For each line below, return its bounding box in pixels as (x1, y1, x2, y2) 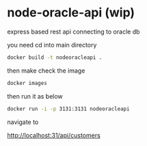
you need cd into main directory (7, 40, 97, 49)
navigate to (7, 118, 39, 126)
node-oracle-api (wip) (7, 5, 135, 21)
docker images (7, 80, 48, 86)
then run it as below (7, 92, 63, 100)
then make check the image (7, 66, 85, 75)
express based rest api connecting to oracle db (7, 27, 140, 36)
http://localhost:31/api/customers (7, 131, 101, 139)
